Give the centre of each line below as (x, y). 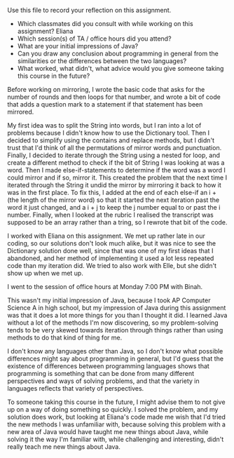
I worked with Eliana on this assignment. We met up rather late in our (106, 236)
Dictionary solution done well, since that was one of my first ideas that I (110, 251)
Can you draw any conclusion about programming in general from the (118, 53)
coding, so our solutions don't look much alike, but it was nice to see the (111, 243)
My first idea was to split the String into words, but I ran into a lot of (104, 125)
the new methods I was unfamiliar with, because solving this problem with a (117, 424)
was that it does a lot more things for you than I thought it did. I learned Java (117, 315)
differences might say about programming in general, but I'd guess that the (116, 358)
